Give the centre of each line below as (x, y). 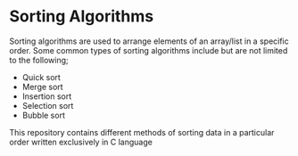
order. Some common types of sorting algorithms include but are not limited (149, 50)
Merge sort (43, 86)
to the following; (39, 60)
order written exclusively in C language (81, 142)
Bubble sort (43, 115)
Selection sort (48, 105)
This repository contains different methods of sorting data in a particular (142, 132)
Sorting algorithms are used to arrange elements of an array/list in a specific (149, 41)
